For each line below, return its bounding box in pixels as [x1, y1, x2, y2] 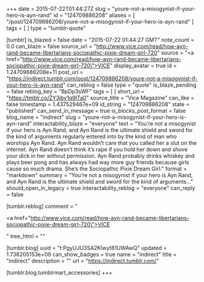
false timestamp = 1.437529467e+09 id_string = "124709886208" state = [6, 101, 190, 108]
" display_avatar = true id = [109, 62, 177, 69]
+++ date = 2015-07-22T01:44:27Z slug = [6, 5, 111, 12]
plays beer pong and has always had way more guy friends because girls [6, 159, 189, 166]
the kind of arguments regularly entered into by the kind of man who [6, 133, 177, 140]
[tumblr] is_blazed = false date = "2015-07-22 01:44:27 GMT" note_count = [6, 36, 195, 43]
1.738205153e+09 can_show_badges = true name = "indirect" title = [6, 251, 177, 258]
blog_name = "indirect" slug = [6, 113, 81, 121]
